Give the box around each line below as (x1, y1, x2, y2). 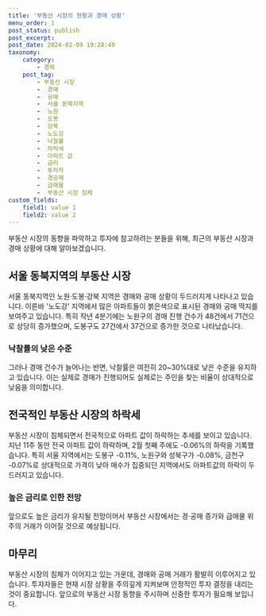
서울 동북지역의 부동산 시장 (8, 269, 131, 283)
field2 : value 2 (22, 211, 77, 219)
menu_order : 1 (8, 19, 56, 27)
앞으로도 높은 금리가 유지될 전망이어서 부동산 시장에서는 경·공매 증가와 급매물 (8, 511, 246, 521)
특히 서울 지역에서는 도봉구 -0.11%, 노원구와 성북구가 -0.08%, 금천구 (31, 450, 245, 460)
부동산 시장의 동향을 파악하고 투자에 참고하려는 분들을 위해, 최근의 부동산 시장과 (8, 233, 254, 243)
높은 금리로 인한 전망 (8, 492, 82, 503)
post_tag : (22, 71, 56, 79)
